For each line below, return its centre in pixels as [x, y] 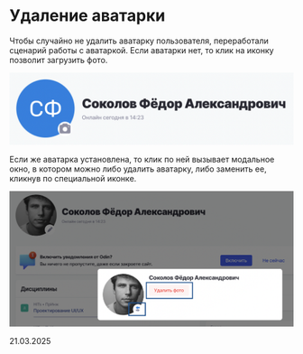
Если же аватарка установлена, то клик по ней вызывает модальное [142, 159]
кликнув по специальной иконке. [73, 178]
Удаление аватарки [87, 16]
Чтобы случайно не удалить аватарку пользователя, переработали [139, 41]
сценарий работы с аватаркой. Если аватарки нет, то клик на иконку [142, 50]
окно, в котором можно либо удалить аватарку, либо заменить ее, [138, 169]
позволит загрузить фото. [59, 60]
